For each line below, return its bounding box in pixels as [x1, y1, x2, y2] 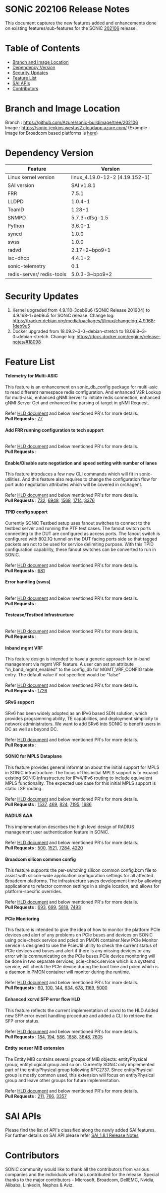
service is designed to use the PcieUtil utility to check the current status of [5, 942, 158, 948]
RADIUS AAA [5, 813, 33, 819]
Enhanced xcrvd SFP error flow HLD [5, 996, 81, 1002]
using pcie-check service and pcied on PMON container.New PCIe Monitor [5, 937, 158, 943]
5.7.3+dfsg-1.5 [71, 214, 109, 221]
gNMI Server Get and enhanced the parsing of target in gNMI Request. [5, 400, 150, 406]
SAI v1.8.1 [71, 182, 96, 188]
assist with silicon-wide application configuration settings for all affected [5, 873, 154, 879]
